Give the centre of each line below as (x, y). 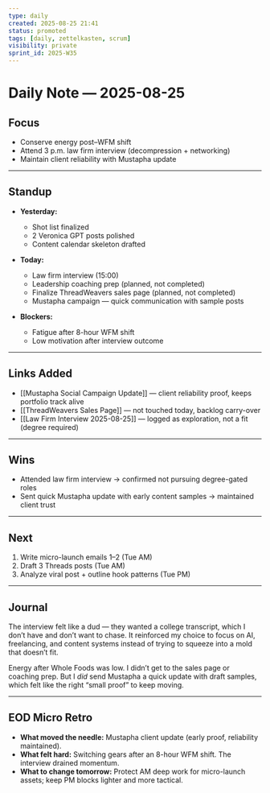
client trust (38, 505)
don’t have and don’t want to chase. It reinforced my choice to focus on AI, (132, 635)
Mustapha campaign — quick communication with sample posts (138, 301)
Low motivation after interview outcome (98, 341)
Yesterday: (39, 211)
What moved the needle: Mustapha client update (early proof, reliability (139, 737)
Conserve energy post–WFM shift (76, 142)
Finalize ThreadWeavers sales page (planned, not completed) (134, 292)
